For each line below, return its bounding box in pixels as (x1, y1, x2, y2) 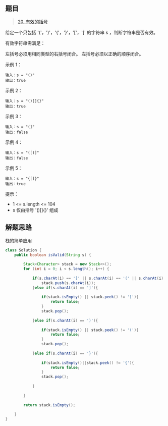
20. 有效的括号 (17, 19, 48, 25)
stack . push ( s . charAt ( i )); (41, 280, 96, 286)
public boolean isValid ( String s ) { (14, 252, 92, 257)
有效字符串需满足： (5, 40, 45, 46)
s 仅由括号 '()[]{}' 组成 (12, 207, 59, 213)
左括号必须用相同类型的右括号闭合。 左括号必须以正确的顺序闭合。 (5, 50, 144, 57)
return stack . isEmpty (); (23, 402, 76, 407)
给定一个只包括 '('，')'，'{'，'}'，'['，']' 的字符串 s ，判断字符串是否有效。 (5, 29, 158, 35)
